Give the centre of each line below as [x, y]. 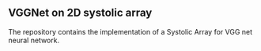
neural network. [34, 40]
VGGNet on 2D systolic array [80, 13]
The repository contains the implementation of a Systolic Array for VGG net [130, 31]
